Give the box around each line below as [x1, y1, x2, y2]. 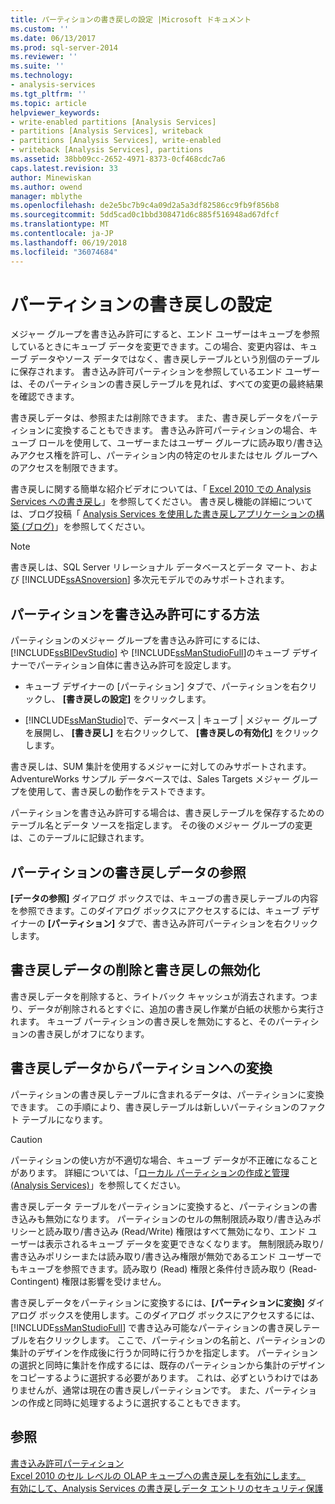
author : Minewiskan [10, 172, 92, 183]
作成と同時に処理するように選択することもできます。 [27, 1396, 247, 1408]
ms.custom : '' [10, 24, 70, 34]
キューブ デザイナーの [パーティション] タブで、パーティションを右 [24, 681, 300, 693]
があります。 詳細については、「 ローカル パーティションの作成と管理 [10, 1166, 290, 1178]
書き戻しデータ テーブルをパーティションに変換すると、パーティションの [10, 1200, 309, 1212]
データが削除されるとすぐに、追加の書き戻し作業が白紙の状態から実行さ [27, 1002, 325, 1015]
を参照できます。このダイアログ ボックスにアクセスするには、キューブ [10, 905, 300, 917]
